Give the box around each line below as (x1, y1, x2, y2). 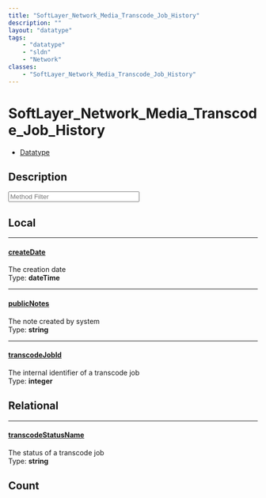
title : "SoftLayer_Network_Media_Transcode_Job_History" (8, 11, 200, 20)
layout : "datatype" (8, 26, 73, 34)
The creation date (8, 265, 66, 274)
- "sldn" (22, 48, 51, 56)
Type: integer (8, 376, 53, 386)
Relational (8, 399, 59, 413)
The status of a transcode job (8, 447, 104, 457)
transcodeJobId (8, 350, 62, 360)
